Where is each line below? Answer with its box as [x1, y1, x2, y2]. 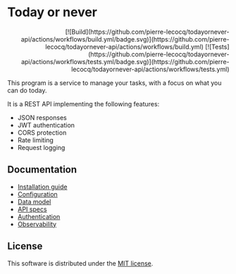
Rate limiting [17, 135, 54, 144]
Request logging [17, 143, 66, 151]
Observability [17, 220, 57, 228]
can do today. [7, 86, 47, 94]
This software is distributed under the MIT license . [7, 259, 154, 268]
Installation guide [17, 182, 68, 191]
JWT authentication [17, 120, 75, 129]
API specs [17, 205, 47, 213]
